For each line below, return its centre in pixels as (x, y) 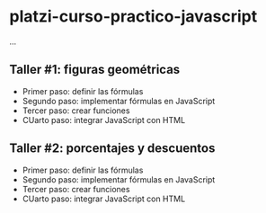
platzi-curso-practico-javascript (133, 17)
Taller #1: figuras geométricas (95, 70)
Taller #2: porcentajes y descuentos (112, 149)
